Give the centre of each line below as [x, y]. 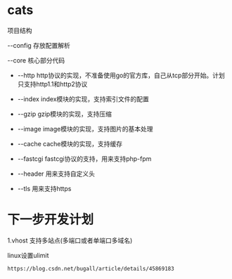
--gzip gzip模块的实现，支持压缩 [65, 114]
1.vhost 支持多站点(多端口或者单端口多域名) [70, 240]
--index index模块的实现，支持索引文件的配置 [83, 99]
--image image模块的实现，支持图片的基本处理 [85, 129]
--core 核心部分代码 [36, 60]
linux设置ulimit [28, 255]
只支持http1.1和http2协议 [52, 84]
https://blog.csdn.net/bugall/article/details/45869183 [91, 268]
